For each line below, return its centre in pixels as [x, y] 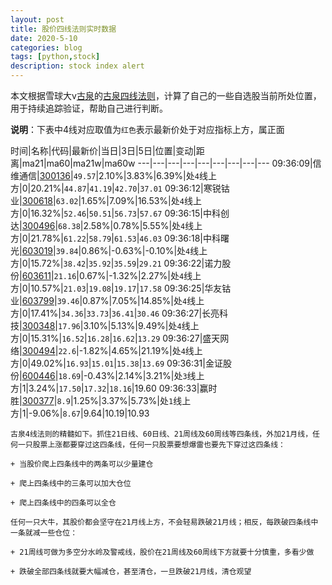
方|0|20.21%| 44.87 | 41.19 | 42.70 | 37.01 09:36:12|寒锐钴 [120, 188]
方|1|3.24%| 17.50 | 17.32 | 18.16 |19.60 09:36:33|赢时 [114, 388]
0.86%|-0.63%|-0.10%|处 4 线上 [144, 250]
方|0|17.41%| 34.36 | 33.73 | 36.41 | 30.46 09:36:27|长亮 [115, 313]
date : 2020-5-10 [44, 38]
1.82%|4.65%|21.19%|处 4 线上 [143, 350]
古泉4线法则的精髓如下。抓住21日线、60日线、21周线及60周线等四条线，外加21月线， [161, 434]
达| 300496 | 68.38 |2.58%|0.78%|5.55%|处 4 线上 [106, 225]
